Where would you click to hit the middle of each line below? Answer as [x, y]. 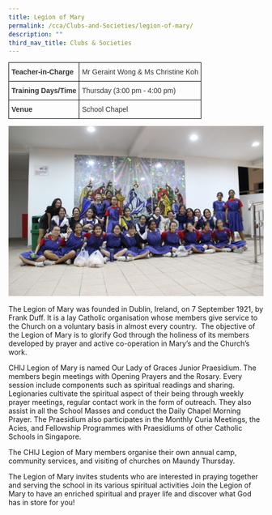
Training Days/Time [44, 91]
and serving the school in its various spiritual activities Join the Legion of [130, 485]
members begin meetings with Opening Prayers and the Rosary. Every [125, 377]
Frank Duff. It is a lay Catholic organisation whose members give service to [133, 318]
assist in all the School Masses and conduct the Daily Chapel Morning [125, 411]
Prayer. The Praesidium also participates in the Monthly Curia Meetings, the [134, 419]
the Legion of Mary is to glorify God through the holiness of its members [129, 335]
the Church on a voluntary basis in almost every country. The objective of [132, 326]
